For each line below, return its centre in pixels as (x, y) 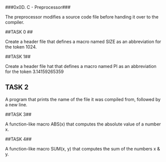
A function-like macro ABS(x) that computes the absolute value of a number (83, 124)
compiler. (15, 22)
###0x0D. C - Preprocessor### (38, 7)
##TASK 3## (18, 114)
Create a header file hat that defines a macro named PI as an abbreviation (81, 66)
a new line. (16, 104)
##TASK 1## (18, 56)
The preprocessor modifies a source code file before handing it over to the (82, 17)
